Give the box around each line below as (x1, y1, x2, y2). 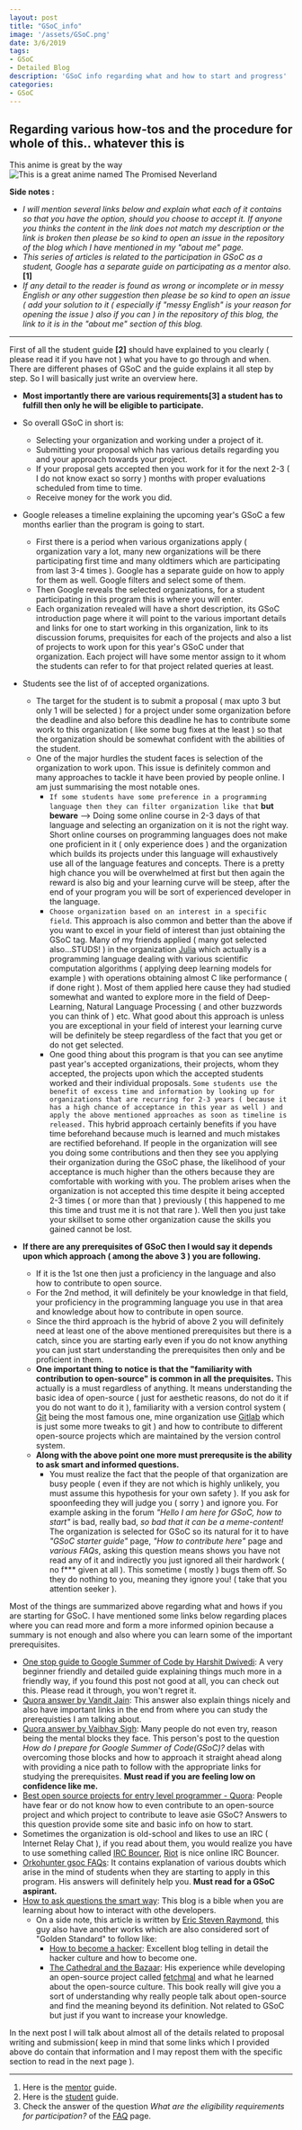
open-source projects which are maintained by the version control (35, 1430, 281, 1441)
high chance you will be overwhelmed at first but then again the (49, 868, 285, 878)
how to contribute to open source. (35, 1278, 163, 1288)
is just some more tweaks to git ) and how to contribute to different (35, 1421, 283, 1432)
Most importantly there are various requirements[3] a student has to (22, 390, 283, 401)
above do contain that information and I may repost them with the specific (9, 2046, 283, 2057)
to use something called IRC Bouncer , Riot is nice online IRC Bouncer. (22, 1848, 280, 1858)
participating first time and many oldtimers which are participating (35, 556, 280, 566)
